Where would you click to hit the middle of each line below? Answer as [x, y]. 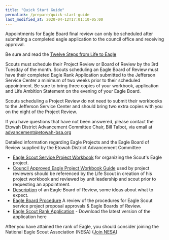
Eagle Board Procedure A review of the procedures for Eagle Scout [82, 200]
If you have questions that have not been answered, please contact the [79, 122]
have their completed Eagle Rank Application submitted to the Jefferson [80, 75]
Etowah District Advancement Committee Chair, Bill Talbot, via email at [79, 127]
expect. [21, 195]
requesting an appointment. [42, 184]
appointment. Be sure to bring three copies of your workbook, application [82, 86]
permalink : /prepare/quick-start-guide [47, 15]
